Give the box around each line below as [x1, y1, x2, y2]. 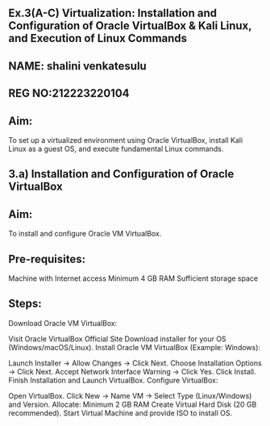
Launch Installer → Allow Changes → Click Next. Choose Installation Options [8, 358, 262, 368]
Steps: [8, 297, 42, 311]
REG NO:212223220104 [8, 86, 131, 100]
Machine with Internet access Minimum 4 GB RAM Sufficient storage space [8, 274, 259, 283]
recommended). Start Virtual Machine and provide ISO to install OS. [8, 407, 233, 418]
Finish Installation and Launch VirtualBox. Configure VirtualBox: [8, 375, 218, 385]
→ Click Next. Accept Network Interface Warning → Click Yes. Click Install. [8, 366, 256, 376]
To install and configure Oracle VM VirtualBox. [8, 229, 162, 239]
